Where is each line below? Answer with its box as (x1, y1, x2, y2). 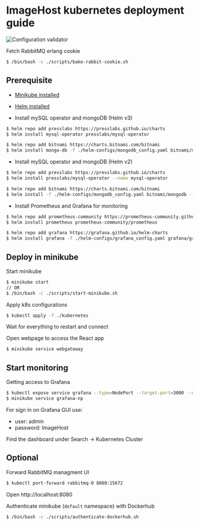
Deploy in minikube (6, 252, 79, 262)
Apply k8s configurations (6, 301, 68, 308)
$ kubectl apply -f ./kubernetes (6, 313, 89, 319)
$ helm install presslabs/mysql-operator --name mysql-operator (6, 175, 168, 181)
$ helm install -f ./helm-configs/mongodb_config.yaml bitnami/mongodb (6, 191, 187, 197)
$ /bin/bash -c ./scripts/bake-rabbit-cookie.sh (6, 59, 129, 65)
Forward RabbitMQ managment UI (6, 468, 89, 475)
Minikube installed (14, 91, 60, 98)
